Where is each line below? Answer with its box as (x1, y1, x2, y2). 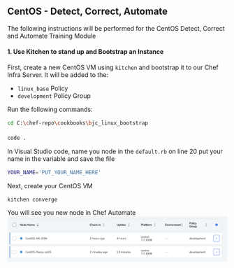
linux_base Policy (17, 84, 68, 93)
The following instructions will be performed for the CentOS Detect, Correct (7, 24, 225, 32)
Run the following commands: (7, 105, 93, 114)
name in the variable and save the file (7, 154, 115, 163)
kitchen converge (7, 196, 58, 203)
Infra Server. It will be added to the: (7, 71, 109, 79)
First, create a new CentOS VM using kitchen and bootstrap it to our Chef (7, 63, 219, 72)
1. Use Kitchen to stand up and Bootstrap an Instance (7, 48, 164, 56)
